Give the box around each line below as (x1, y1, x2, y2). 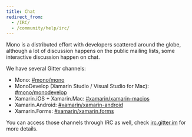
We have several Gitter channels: (6, 65, 87, 72)
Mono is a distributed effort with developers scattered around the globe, (6, 41, 181, 48)
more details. (6, 125, 38, 132)
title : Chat (6, 8, 35, 15)
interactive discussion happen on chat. (6, 54, 100, 61)
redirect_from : (6, 14, 44, 20)
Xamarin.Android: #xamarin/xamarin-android (14, 101, 124, 109)
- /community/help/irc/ (11, 25, 69, 31)
